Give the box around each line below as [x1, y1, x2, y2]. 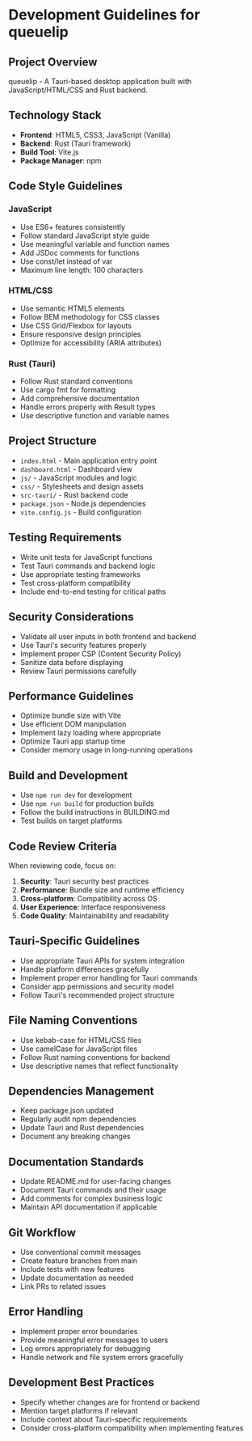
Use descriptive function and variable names [19, 411, 170, 421]
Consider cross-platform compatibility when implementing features [19, 1422, 244, 1433]
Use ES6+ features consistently [19, 222, 125, 231]
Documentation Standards [8, 1155, 144, 1168]
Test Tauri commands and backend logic [19, 561, 156, 570]
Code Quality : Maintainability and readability [19, 910, 170, 920]
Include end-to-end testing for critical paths [19, 587, 166, 596]
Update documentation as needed [19, 1273, 134, 1283]
